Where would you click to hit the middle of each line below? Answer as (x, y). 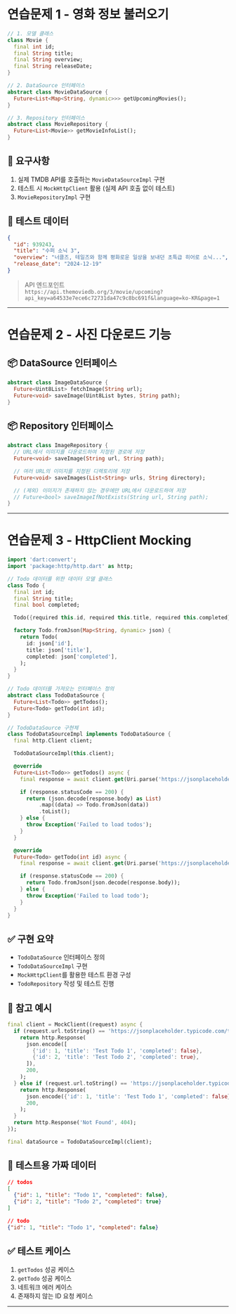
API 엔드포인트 (45, 285)
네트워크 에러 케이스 (45, 1287)
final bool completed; (47, 605)
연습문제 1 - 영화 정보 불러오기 (88, 14)
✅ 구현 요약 (31, 939)
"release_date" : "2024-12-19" (58, 264)
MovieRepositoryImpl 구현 (54, 197)
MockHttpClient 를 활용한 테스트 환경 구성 (74, 975)
